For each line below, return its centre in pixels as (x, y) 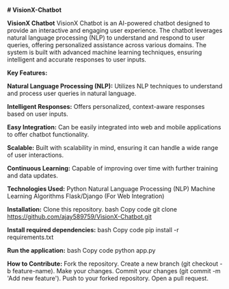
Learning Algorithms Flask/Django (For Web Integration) (86, 196)
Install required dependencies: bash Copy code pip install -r (93, 230)
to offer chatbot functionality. (48, 134)
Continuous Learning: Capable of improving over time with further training (113, 168)
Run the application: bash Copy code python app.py (81, 250)
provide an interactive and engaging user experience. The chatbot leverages (115, 30)
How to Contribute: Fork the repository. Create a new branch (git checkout (113, 264)
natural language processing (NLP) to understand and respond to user (106, 38)
